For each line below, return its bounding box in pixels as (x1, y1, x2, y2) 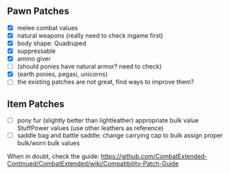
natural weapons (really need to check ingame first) (16, 31, 163, 40)
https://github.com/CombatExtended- (100, 152, 208, 160)
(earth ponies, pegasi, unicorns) (16, 70, 108, 78)
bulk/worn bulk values (16, 139, 80, 147)
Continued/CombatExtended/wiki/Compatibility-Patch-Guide (7, 160, 179, 168)
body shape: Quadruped (16, 39, 87, 47)
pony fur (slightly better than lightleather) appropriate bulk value (16, 116, 199, 125)
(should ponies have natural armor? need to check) (16, 62, 162, 71)
